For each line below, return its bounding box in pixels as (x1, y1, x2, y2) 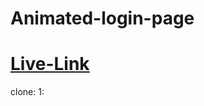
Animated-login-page (10, 7, 195, 30)
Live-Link (10, 53, 90, 76)
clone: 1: (10, 86, 45, 98)
